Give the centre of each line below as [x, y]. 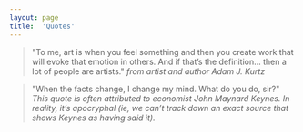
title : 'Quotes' [42, 26]
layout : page [34, 18]
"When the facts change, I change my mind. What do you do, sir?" [156, 89]
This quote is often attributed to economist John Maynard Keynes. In [161, 98]
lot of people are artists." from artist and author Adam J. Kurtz [148, 71]
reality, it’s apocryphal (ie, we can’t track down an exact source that [160, 108]
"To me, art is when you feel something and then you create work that [162, 52]
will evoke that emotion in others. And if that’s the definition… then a [159, 61]
